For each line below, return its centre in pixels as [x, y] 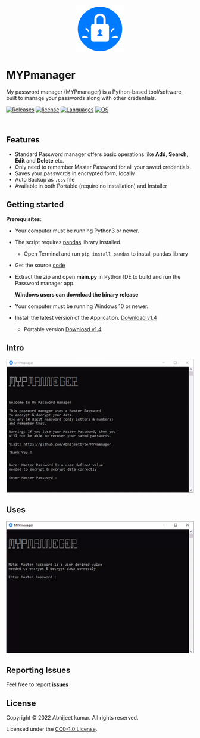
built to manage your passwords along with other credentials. [81, 98]
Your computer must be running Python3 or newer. [77, 231]
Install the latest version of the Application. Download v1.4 [86, 317]
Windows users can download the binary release [76, 294]
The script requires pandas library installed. [68, 242]
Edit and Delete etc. [39, 160]
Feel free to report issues [37, 684]
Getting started [35, 205]
